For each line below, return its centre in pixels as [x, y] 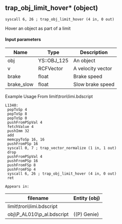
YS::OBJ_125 [53, 61]
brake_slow [20, 84]
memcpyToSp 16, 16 [26, 140]
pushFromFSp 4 [21, 170]
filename [38, 198]
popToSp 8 [17, 114]
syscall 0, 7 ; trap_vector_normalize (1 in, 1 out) [62, 148]
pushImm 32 [18, 131]
